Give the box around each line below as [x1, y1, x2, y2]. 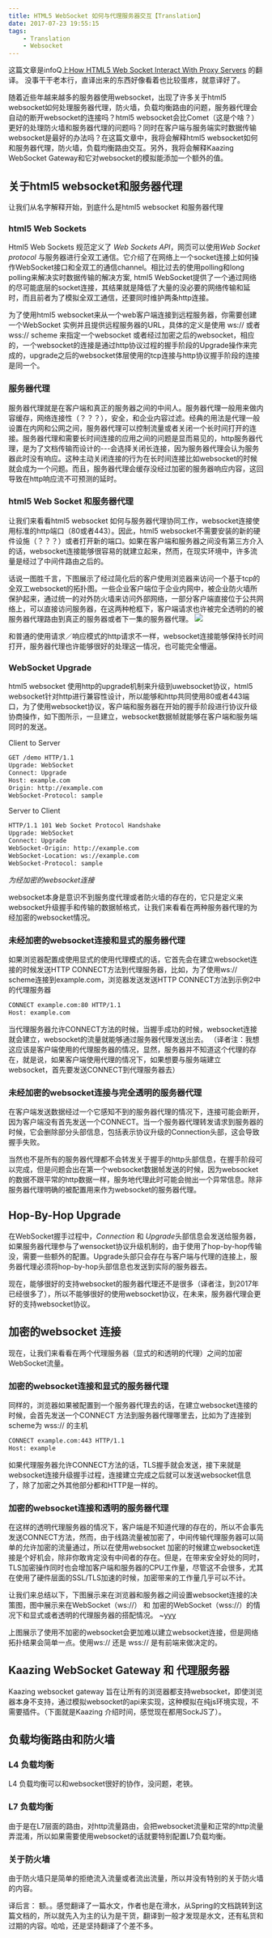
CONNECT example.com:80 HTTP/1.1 [8, 1001, 121, 1009]
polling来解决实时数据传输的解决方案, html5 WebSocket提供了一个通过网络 [8, 273, 257, 283]
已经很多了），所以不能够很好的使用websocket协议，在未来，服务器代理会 [8, 1289, 254, 1298]
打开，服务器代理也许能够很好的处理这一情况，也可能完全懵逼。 [8, 641, 221, 651]
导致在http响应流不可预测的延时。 [8, 474, 121, 483]
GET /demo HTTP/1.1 [8, 754, 74, 762]
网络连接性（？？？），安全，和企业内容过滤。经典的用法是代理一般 [36, 413, 261, 423]
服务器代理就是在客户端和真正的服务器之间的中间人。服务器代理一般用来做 [8, 402, 257, 413]
